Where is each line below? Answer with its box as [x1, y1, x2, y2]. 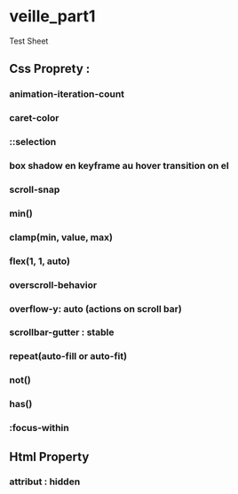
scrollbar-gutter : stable [9, 326, 115, 339]
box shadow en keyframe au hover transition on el [9, 160, 229, 172]
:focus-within [9, 422, 69, 434]
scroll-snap [9, 183, 60, 195]
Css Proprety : [9, 61, 91, 76]
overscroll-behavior [9, 278, 98, 291]
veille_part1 [9, 6, 96, 27]
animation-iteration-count [9, 88, 125, 100]
